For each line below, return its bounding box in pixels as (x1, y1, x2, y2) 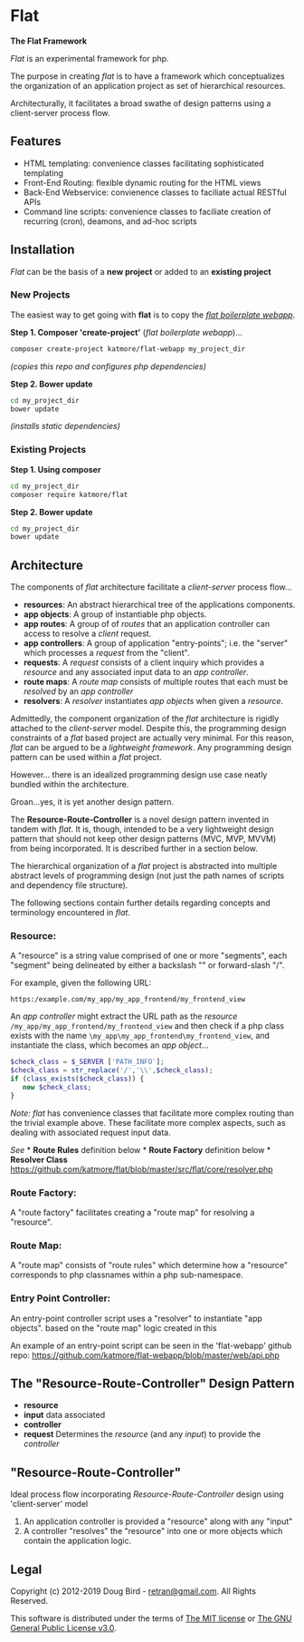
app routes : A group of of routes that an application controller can (23, 619, 271, 630)
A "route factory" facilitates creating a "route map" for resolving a (10, 1207, 255, 1218)
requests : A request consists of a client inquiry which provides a (23, 657, 265, 668)
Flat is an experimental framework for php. (10, 53, 170, 64)
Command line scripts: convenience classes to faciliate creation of (23, 206, 271, 217)
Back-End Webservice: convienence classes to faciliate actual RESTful (23, 187, 288, 198)
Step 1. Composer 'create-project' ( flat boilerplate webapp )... (10, 327, 243, 337)
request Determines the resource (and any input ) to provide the (23, 1429, 261, 1440)
